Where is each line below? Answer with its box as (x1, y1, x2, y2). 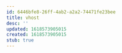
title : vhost (6, 15, 40, 21)
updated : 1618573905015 (6, 26, 67, 32)
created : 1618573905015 (6, 32, 67, 38)
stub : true (6, 37, 34, 43)
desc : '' (6, 20, 29, 26)
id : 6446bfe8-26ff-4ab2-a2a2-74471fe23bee (6, 9, 116, 15)
